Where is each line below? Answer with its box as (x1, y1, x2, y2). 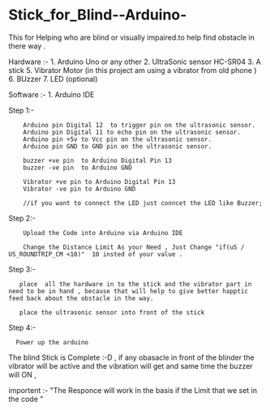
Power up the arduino (15, 338, 89, 346)
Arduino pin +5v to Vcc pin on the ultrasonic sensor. (23, 135, 212, 143)
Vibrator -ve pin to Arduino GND (23, 185, 136, 193)
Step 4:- (8, 322, 36, 332)
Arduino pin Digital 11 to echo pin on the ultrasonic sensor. (23, 128, 242, 136)
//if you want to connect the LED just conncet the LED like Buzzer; (23, 199, 264, 207)
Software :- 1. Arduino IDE (8, 89, 95, 99)
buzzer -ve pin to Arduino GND (23, 164, 132, 172)
